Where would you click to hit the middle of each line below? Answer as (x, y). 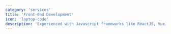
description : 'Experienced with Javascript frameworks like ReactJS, (81, 24)
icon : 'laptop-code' (27, 19)
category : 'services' (28, 10)
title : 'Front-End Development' (39, 14)
